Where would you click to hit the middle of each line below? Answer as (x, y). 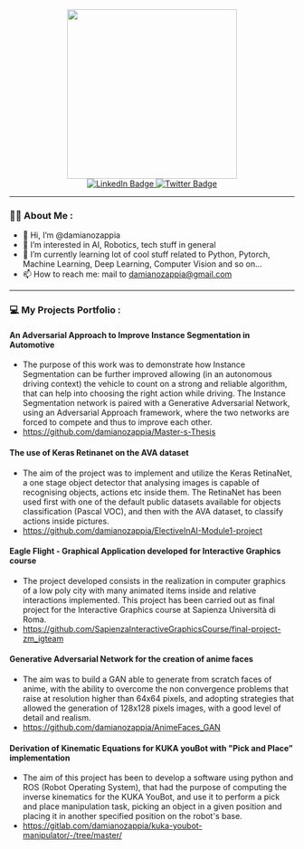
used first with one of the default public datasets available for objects (152, 502)
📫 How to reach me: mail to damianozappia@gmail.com (127, 274)
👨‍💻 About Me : (42, 215)
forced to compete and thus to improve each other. (117, 422)
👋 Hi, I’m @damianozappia (71, 235)
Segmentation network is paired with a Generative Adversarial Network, (156, 403)
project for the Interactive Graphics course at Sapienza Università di (149, 609)
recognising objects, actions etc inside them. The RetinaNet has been (152, 492)
